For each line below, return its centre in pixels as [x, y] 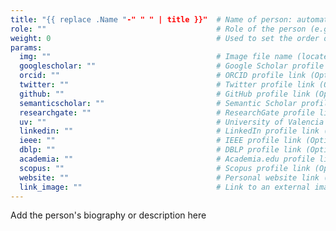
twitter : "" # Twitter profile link [167, 85]
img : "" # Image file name [156, 57]
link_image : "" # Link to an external [165, 187]
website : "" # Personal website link [169, 177]
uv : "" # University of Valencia [172, 122]
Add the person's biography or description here [108, 215]
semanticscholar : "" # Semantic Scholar [158, 103]
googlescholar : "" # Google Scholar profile [172, 66]
